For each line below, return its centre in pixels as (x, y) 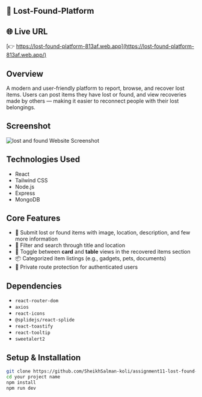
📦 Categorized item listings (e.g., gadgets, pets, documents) (90, 258)
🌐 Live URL (27, 31)
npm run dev (21, 388)
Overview (25, 73)
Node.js (25, 187)
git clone (19, 372)
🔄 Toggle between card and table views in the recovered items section (103, 252)
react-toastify (34, 327)
